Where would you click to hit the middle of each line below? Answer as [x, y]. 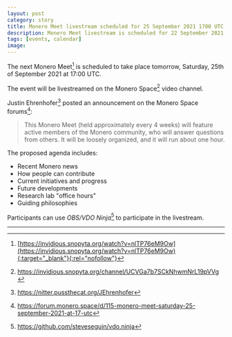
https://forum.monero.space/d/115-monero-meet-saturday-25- [106, 306]
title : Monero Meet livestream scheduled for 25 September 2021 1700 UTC [116, 26]
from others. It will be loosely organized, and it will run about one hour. [124, 139]
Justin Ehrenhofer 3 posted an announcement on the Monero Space [103, 102]
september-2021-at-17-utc [55, 313]
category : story [30, 20]
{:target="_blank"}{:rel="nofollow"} [67, 258]
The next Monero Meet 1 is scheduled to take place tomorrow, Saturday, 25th [116, 66]
